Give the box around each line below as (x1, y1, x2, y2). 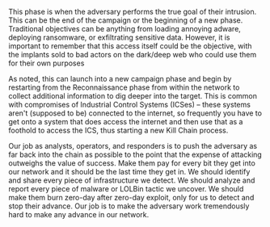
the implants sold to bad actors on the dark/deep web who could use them (8, 50, 257, 59)
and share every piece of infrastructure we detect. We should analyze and (8, 175, 255, 185)
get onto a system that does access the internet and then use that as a (8, 117, 243, 126)
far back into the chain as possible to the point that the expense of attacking (8, 149, 263, 159)
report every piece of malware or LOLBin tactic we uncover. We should (8, 184, 244, 193)
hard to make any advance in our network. (8, 210, 150, 219)
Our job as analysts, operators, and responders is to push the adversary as (8, 141, 257, 150)
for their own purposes (8, 58, 85, 68)
